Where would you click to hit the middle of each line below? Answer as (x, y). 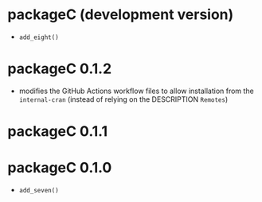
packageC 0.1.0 (60, 168)
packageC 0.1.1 (58, 132)
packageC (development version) (121, 15)
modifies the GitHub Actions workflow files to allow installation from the (136, 91)
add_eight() (39, 37)
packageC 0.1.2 (60, 69)
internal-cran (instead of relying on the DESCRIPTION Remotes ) (123, 99)
